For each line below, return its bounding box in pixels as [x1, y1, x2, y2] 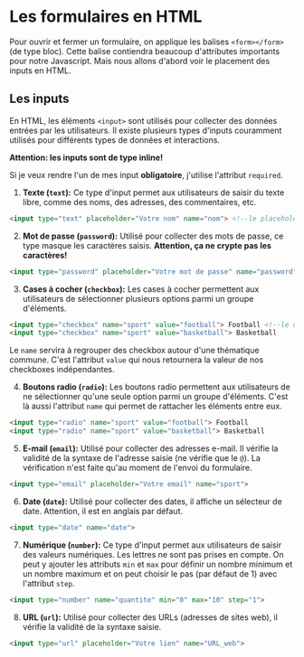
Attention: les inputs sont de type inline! [9, 152, 164, 163]
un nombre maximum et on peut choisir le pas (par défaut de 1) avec [22, 568, 278, 579]
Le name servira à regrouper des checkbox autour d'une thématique [9, 345, 260, 356]
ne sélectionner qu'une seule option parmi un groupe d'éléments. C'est [22, 391, 289, 402]
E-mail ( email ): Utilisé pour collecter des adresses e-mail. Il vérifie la [22, 443, 279, 454]
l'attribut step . [22, 577, 75, 588]
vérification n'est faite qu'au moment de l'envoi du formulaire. [22, 463, 253, 473]
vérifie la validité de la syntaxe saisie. [22, 621, 162, 632]
